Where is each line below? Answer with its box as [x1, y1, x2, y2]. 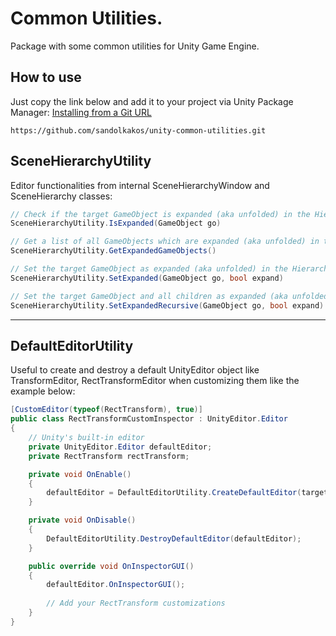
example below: [10, 385, 76, 397]
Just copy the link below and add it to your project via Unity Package [10, 95, 294, 107]
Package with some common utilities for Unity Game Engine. [10, 40, 260, 52]
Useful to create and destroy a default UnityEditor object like [10, 364, 260, 376]
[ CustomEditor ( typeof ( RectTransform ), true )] [10, 405, 203, 415]
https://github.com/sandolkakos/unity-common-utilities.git [10, 125, 267, 136]
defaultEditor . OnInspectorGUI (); [46, 580, 186, 590]
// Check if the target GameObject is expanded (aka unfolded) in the [10, 209, 311, 219]
